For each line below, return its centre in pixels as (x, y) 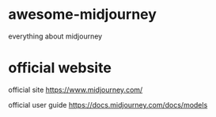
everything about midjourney (55, 36)
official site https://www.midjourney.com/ (76, 90)
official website (60, 68)
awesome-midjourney (82, 15)
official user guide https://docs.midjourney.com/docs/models (108, 104)
